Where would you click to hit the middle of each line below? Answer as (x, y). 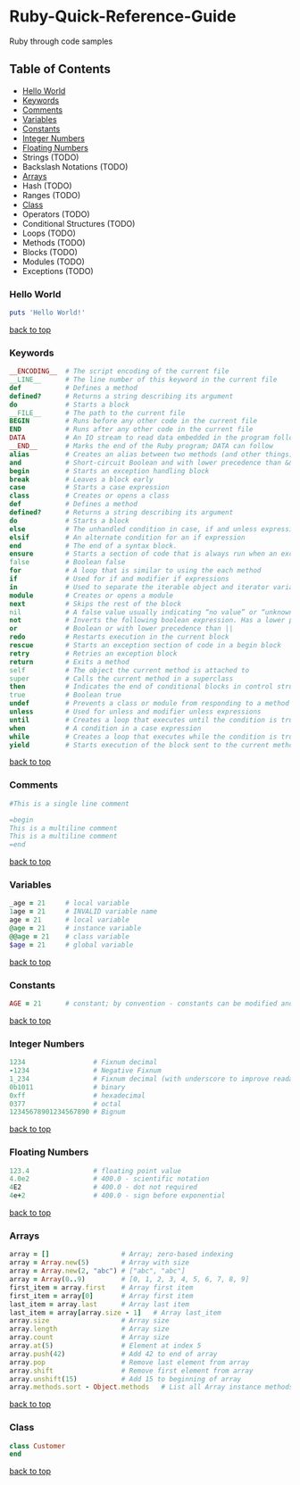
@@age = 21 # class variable (69, 936)
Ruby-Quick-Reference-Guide (123, 17)
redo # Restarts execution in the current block (119, 637)
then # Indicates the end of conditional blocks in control (142, 687)
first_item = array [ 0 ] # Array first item (101, 1296)
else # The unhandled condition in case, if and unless (133, 529)
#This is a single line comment (69, 804)
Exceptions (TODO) (58, 271)
